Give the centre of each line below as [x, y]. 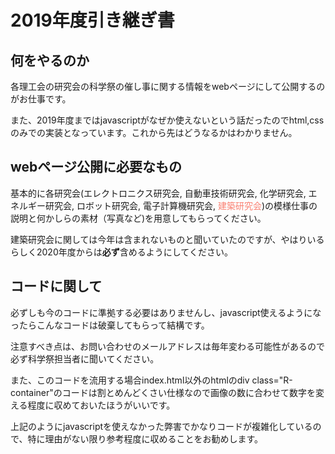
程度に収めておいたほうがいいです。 [101, 405]
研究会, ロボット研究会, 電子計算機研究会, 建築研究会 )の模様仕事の [181, 205]
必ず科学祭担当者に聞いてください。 [85, 358]
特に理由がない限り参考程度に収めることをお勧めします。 [145, 438]
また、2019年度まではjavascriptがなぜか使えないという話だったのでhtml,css [167, 120]
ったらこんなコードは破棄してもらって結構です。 [110, 325]
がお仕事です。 [41, 99]
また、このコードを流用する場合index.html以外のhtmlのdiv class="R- [151, 380]
